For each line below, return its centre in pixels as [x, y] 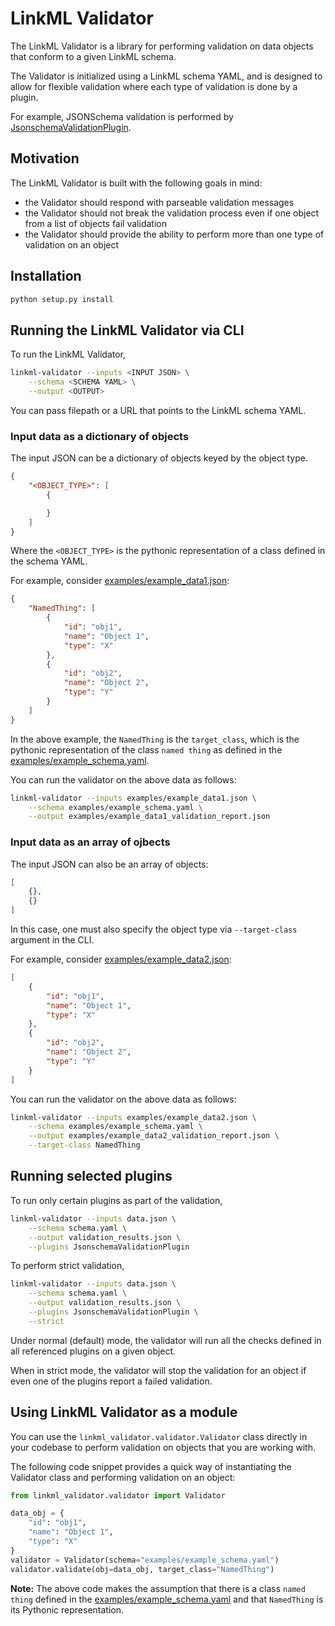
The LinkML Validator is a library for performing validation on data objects [162, 46]
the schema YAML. [49, 561]
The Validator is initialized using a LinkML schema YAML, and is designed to [166, 76]
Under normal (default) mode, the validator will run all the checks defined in [166, 1340]
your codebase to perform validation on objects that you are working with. [163, 1447]
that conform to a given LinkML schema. [93, 56]
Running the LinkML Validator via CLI [127, 330]
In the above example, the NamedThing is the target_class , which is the [155, 739]
